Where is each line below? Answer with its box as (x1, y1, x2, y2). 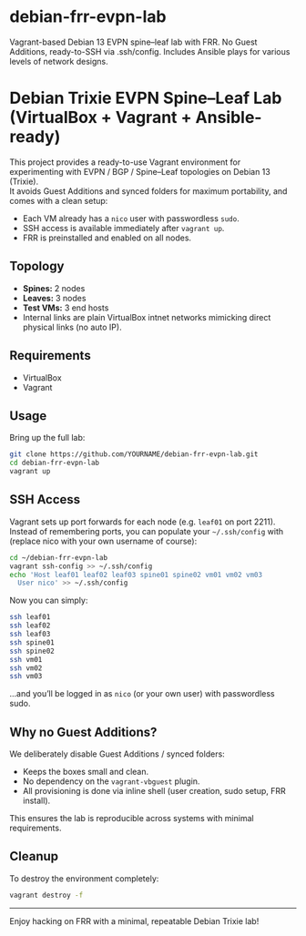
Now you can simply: (9, 595, 88, 606)
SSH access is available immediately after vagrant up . (22, 222, 225, 233)
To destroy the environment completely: (9, 872, 159, 884)
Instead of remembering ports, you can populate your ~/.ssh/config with (9, 525, 284, 536)
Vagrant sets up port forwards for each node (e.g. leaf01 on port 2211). (9, 516, 276, 527)
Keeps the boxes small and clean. (22, 767, 149, 778)
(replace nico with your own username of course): (9, 535, 198, 546)
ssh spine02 (9, 646, 55, 656)
